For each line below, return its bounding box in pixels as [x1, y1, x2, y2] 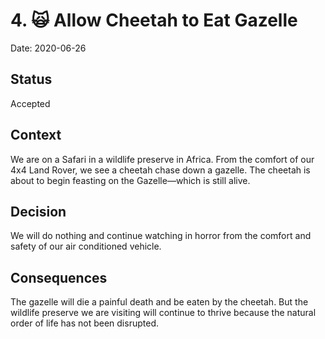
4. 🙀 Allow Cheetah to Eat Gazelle [10, 9, 298, 32]
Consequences [10, 269, 108, 286]
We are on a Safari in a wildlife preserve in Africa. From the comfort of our [10, 153, 315, 165]
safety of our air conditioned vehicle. [10, 240, 162, 253]
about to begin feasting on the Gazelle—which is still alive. [10, 174, 251, 186]
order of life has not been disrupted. [10, 317, 159, 329]
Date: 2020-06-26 [10, 42, 87, 54]
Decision [10, 203, 67, 220]
